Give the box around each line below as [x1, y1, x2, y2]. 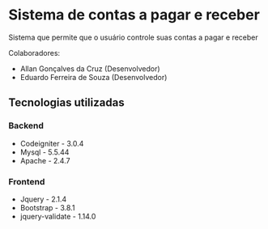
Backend [8, 120, 45, 131]
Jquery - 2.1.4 [19, 194, 67, 204]
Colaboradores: [8, 48, 61, 57]
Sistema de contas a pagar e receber [8, 6, 261, 24]
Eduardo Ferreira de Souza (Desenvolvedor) [19, 72, 168, 82]
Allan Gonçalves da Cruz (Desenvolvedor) [19, 63, 160, 74]
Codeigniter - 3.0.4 [19, 138, 84, 148]
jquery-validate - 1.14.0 [19, 211, 96, 221]
